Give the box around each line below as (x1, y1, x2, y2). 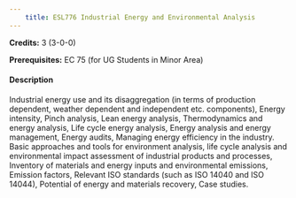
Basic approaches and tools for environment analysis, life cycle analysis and (9, 141, 288, 151)
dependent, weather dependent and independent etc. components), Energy (9, 103, 285, 114)
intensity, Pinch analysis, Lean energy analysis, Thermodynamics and (9, 112, 263, 124)
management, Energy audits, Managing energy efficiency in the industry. (9, 132, 275, 142)
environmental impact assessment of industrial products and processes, (9, 150, 273, 161)
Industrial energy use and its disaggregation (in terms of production (9, 94, 256, 104)
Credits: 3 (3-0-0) (9, 37, 77, 48)
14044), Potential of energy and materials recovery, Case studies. (9, 179, 249, 189)
